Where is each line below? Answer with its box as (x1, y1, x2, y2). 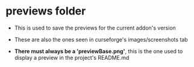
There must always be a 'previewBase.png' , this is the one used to (14, 47, 183, 55)
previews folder (5, 4, 86, 18)
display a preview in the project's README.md (14, 54, 130, 61)
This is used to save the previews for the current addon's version (14, 24, 176, 31)
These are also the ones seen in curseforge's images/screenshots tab (14, 36, 188, 43)
